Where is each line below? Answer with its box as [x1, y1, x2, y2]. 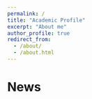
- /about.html [13, 49, 54, 56]
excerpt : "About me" [7, 23, 68, 30]
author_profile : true [7, 29, 70, 37]
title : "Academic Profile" [7, 17, 86, 24]
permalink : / [7, 10, 45, 17]
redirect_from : [7, 36, 52, 43]
